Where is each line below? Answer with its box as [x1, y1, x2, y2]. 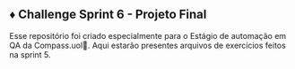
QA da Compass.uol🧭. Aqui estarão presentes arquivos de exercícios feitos [9, 40, 287, 50]
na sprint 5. [9, 49, 51, 60]
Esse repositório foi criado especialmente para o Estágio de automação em [9, 30, 287, 41]
